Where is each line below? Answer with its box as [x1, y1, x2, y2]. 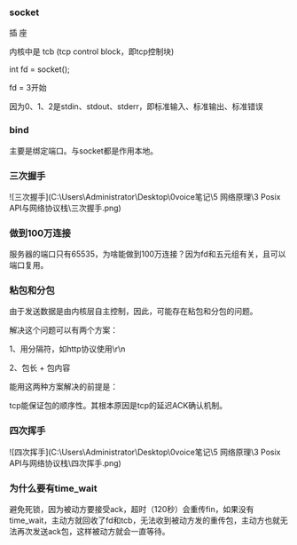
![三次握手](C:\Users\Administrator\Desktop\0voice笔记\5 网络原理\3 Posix [9, 191, 281, 201]
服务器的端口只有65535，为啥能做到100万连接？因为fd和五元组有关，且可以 [9, 249, 286, 259]
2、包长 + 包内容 [9, 362, 71, 374]
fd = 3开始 [9, 83, 47, 93]
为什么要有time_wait [9, 482, 98, 494]
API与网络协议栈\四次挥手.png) [9, 457, 121, 468]
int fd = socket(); [9, 64, 70, 75]
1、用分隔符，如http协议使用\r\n [9, 344, 126, 354]
